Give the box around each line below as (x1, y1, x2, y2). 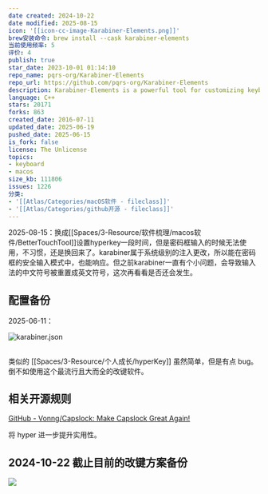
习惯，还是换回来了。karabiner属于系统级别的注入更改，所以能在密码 (29, 248, 257, 257)
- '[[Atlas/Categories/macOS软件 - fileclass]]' (8, 197, 171, 205)
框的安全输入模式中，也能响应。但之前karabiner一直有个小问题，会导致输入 (8, 257, 257, 268)
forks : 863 (8, 109, 45, 117)
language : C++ (8, 94, 56, 102)
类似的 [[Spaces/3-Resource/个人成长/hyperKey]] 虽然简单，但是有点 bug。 (8, 357, 258, 366)
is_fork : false (8, 137, 59, 146)
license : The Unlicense (8, 145, 88, 153)
